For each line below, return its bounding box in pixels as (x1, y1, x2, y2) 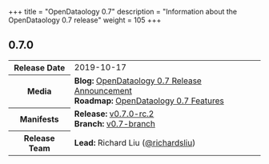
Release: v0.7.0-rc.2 (74, 108, 155, 119)
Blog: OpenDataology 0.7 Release (74, 75, 202, 86)
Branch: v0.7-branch (74, 118, 156, 130)
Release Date (13, 62, 66, 73)
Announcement (74, 86, 132, 97)
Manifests (19, 114, 59, 125)
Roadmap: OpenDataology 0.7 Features (74, 95, 224, 106)
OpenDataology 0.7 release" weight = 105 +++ (8, 15, 162, 25)
